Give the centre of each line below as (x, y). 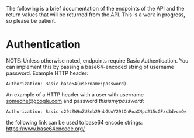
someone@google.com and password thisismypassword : (75, 101)
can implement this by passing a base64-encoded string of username (90, 67)
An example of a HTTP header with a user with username (75, 94)
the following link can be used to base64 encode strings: (75, 122)
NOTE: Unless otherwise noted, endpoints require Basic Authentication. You (97, 60)
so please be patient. (31, 21)
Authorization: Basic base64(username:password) (66, 84)
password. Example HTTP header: (47, 73)
